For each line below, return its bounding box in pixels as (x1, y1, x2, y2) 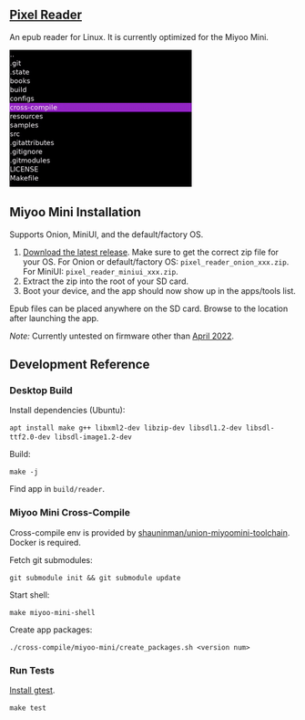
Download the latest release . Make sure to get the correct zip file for (22, 246, 280, 257)
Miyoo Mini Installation (9, 204, 141, 220)
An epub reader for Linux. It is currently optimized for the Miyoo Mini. (9, 31, 269, 42)
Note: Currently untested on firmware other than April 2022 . (9, 330, 235, 341)
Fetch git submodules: (9, 554, 93, 565)
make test (9, 703, 47, 713)
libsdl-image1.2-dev (54, 433, 132, 442)
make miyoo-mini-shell (9, 608, 96, 617)
